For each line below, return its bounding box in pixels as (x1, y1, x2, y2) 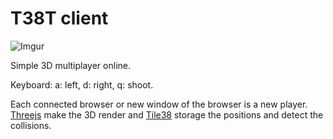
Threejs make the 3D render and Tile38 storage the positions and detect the (10, 108, 324, 121)
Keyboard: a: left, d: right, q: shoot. (10, 78, 154, 91)
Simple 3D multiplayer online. (10, 59, 131, 71)
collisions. (10, 119, 52, 131)
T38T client (10, 7, 109, 30)
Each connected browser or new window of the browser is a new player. (10, 98, 308, 110)
